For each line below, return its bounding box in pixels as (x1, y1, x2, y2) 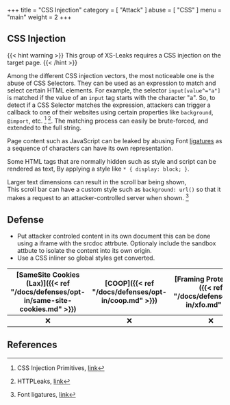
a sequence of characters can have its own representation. (7, 144, 173, 153)
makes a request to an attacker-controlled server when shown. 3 (7, 193, 190, 202)
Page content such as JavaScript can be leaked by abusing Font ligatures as (7, 137, 222, 145)
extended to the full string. (7, 123, 82, 132)
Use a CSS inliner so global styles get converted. (16, 254, 155, 262)
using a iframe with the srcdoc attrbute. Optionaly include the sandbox (16, 239, 216, 247)
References (7, 339, 57, 351)
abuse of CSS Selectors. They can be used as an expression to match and (7, 79, 216, 87)
